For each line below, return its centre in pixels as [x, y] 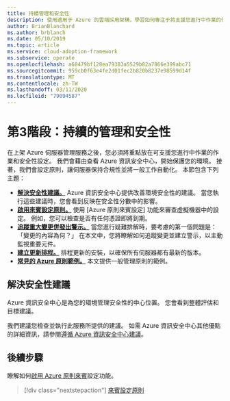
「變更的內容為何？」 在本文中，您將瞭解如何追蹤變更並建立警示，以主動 [120, 235]
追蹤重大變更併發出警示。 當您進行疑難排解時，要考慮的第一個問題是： [117, 227]
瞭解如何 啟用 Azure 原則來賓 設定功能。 [62, 375]
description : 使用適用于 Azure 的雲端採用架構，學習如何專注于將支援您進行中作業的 [114, 20]
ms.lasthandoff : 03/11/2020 [47, 90]
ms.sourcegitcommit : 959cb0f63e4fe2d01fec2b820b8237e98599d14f [99, 70]
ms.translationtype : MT [41, 77]
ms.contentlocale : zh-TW [42, 83]
